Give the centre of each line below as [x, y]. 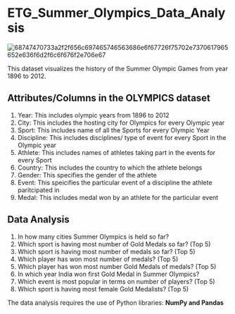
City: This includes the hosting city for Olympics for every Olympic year [121, 123]
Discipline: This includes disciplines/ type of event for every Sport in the [122, 137]
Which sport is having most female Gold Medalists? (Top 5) [103, 289]
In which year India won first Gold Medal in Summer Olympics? [108, 274]
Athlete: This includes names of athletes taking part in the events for [116, 152]
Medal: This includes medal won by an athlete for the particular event [118, 197]
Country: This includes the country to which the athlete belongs [110, 168]
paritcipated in [38, 190]
